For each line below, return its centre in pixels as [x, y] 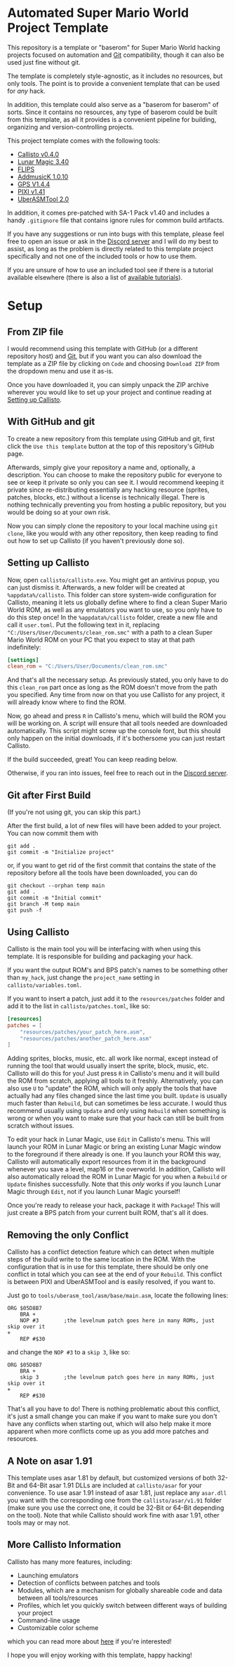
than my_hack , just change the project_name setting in [83, 977]
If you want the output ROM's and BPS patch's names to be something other [117, 969]
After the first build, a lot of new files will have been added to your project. [115, 826]
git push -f [25, 910]
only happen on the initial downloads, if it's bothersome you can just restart [116, 738]
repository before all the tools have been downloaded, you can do [102, 873]
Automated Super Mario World [98, 13]
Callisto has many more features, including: [70, 1562]
